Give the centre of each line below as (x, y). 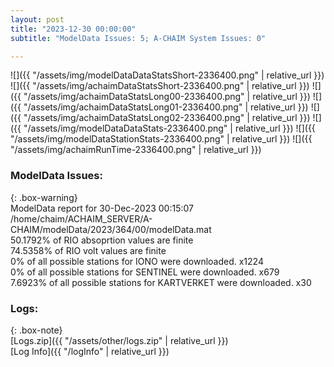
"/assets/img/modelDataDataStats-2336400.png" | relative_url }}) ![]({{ (169, 128)
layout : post (37, 19)
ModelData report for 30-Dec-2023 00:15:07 (102, 208)
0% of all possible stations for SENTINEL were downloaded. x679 (145, 272)
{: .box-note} (36, 330)
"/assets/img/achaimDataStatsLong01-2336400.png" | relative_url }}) (166, 107)
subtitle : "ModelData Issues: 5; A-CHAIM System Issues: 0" (138, 38)
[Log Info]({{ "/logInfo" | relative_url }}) (90, 351)
